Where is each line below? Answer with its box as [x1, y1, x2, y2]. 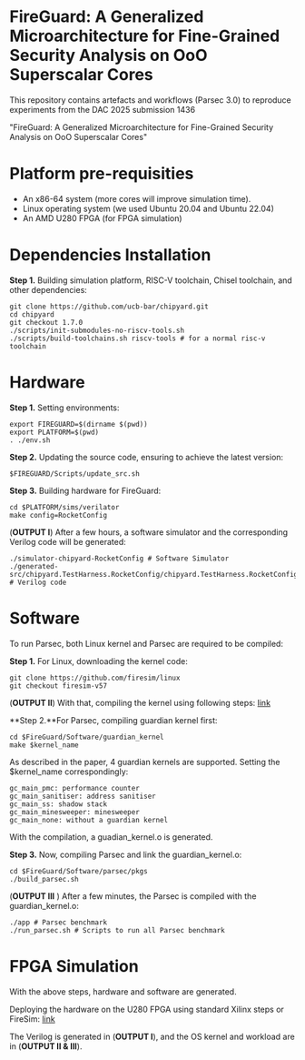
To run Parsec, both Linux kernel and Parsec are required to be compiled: [9, 638, 284, 649]
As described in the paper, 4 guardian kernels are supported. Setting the [9, 756, 280, 767]
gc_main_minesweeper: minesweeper [9, 807, 141, 816]
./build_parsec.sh [9, 874, 79, 883]
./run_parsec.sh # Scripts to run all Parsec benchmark [9, 925, 225, 934]
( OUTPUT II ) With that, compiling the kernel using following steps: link [9, 697, 271, 708]
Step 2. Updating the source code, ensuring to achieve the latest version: [9, 451, 284, 462]
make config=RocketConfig [9, 510, 107, 520]
